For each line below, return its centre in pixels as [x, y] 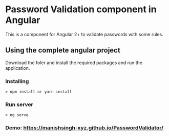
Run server [19, 104]
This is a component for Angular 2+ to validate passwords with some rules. [84, 34]
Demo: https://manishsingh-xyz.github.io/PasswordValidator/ [84, 128]
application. [18, 68]
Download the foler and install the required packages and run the [74, 63]
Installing [17, 81]
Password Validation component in [81, 9]
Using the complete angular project [63, 50]
